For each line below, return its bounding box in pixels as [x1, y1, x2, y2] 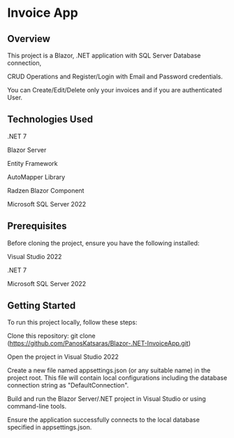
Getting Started [7, 299, 76, 312]
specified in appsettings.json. [7, 423, 92, 432]
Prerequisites [7, 220, 67, 232]
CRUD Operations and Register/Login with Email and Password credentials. [7, 72, 224, 80]
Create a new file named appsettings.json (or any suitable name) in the [7, 366, 211, 375]
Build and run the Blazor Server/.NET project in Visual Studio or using [7, 395, 206, 403]
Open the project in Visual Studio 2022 [7, 353, 119, 361]
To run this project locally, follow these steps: [7, 318, 138, 327]
